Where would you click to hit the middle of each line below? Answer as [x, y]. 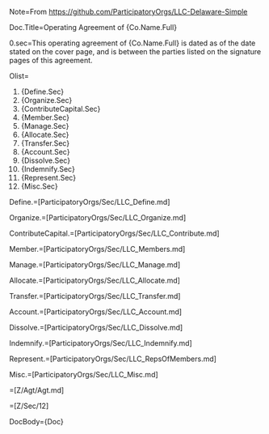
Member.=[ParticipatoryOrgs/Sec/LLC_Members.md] [97, 249]
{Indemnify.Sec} [48, 169]
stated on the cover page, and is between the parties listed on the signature [135, 51]
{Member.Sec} [45, 117]
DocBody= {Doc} [36, 421]
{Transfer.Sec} [45, 143]
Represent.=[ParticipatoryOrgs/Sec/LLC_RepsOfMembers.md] [113, 359]
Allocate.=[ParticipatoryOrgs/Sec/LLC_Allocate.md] [95, 280]
